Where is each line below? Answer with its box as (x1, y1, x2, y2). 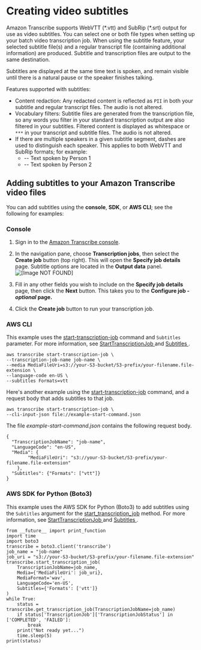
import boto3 (6, 538, 39, 544)
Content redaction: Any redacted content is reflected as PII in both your (14, 97, 193, 104)
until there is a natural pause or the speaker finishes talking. (6, 74, 154, 81)
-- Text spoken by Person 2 (23, 161, 92, 168)
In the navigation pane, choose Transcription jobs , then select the (14, 250, 179, 257)
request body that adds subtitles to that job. (6, 395, 115, 402)
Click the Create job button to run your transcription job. (14, 305, 154, 312)
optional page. (14, 294, 53, 301)
